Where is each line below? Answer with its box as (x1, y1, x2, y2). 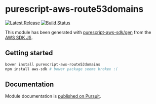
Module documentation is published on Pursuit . (5, 93, 101, 99)
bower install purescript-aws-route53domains (5, 62, 100, 67)
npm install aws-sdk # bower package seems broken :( (5, 67, 118, 71)
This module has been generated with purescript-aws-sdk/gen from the (5, 29, 152, 35)
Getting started (5, 49, 53, 57)
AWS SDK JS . (5, 35, 33, 40)
